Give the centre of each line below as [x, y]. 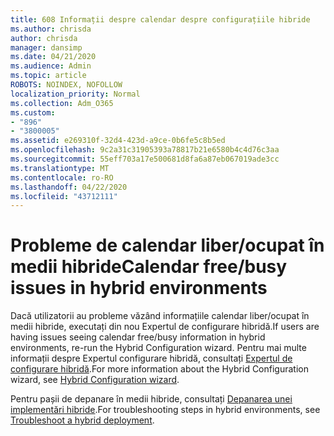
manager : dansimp [46, 47]
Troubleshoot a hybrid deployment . [82, 420]
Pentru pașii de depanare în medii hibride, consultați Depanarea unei [151, 399]
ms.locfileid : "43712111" [64, 196]
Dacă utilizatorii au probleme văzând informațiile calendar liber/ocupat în [160, 316]
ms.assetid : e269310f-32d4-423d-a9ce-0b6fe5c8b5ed [118, 141]
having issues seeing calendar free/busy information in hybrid [138, 337]
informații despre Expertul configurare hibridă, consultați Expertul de [151, 358]
